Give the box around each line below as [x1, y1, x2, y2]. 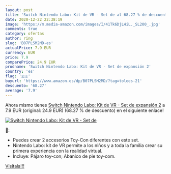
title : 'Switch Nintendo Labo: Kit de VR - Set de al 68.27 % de [5, 12, 147, 17]
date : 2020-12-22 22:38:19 [5, 17, 63, 22]
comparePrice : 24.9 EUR [5, 60, 56, 65]
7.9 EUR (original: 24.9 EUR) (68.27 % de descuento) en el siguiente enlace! [5, 107, 164, 113]
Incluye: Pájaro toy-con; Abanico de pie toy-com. [12, 153, 116, 159]
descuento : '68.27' [5, 83, 47, 88]
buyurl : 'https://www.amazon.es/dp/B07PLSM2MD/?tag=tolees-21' [5, 78, 142, 83]
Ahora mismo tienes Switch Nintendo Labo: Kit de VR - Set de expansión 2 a [5, 102, 165, 108]
